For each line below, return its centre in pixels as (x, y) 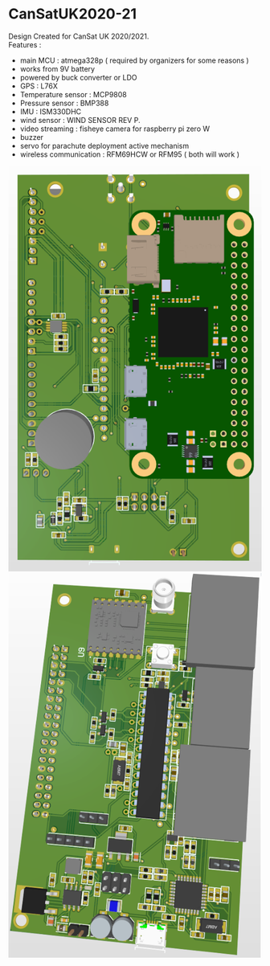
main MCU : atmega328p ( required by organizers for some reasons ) (134, 60)
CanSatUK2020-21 (73, 14)
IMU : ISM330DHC (51, 111)
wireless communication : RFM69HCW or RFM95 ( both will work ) (129, 154)
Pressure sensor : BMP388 (64, 103)
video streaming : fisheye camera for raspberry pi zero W (115, 129)
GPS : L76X (39, 86)
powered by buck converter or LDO (79, 77)
